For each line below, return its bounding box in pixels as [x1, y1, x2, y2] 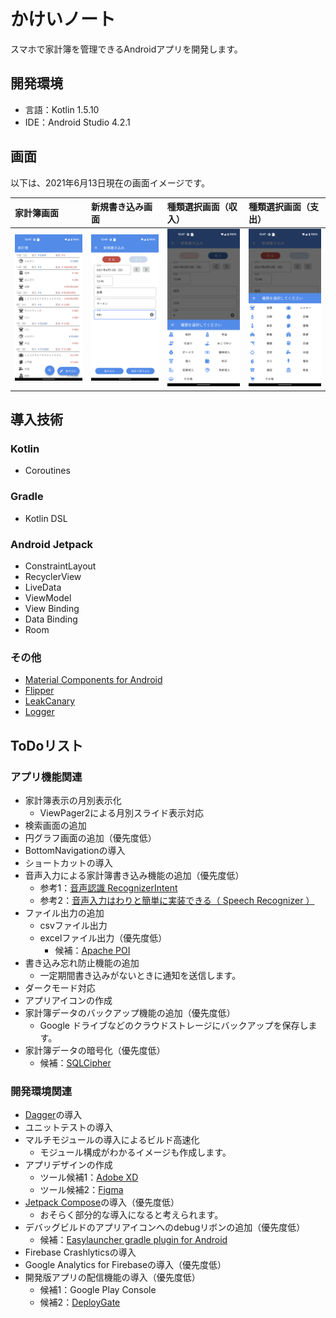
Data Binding [24, 613, 78, 625]
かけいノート [10, 8, 117, 31]
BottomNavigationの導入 [24, 844, 126, 856]
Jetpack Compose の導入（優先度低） [24, 1196, 180, 1209]
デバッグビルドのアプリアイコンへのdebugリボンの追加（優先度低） [24, 1221, 306, 1234]
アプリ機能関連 [10, 770, 83, 784]
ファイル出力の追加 [24, 906, 105, 919]
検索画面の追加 [24, 819, 87, 831]
